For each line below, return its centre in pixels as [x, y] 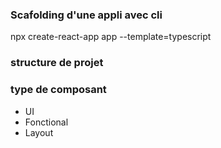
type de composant [58, 90]
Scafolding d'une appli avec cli [86, 15]
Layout [39, 132]
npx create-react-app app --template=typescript [111, 37]
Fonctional [46, 122]
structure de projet [57, 63]
